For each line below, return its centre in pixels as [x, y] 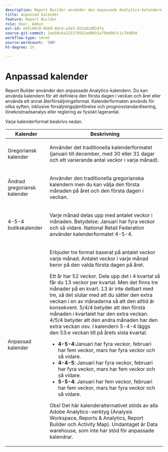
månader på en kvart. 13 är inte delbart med [101, 288]
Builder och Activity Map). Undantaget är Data [104, 424]
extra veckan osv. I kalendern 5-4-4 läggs [100, 326]
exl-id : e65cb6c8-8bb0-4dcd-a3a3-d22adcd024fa [54, 29]
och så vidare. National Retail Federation [97, 228]
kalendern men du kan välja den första [95, 184]
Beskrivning [105, 134]
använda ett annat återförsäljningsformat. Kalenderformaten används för [80, 101]
